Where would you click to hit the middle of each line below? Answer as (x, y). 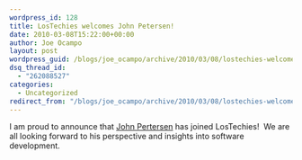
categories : (31, 84)
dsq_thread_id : (38, 68)
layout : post (34, 51)
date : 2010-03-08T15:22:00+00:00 (72, 34)
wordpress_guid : (40, 59)
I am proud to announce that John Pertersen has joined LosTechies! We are (150, 127)
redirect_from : (38, 101)
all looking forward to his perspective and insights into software (127, 137)
